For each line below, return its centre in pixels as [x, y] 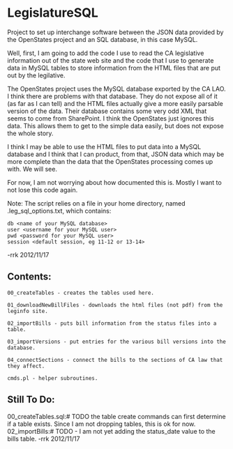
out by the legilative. [36, 75]
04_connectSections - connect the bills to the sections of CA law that [115, 360]
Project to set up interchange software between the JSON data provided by [115, 32]
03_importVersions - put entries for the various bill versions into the [117, 342]
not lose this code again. [43, 190]
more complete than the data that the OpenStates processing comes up [110, 161]
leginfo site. [28, 311]
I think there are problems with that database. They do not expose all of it [112, 96]
